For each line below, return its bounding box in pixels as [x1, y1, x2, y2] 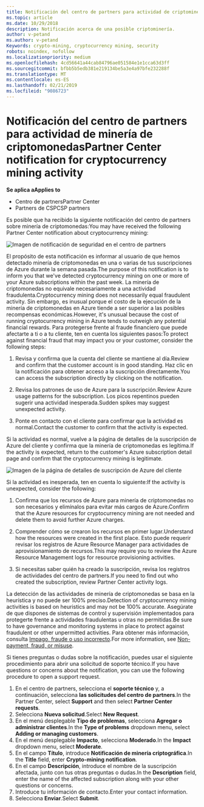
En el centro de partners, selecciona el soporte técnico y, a [15, 685, 165, 692]
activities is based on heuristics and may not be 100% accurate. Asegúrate [6, 603, 193, 610]
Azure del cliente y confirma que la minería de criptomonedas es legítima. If [6, 442, 194, 449]
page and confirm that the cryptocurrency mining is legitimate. [6, 454, 163, 462]
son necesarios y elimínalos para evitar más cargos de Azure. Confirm [15, 503, 189, 510]
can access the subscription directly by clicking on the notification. [15, 374, 183, 381]
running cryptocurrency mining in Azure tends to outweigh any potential [6, 317, 186, 324]
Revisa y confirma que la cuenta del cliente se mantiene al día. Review [15, 355, 189, 362]
